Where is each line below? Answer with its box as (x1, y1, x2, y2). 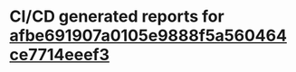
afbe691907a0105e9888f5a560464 (9, 25, 288, 46)
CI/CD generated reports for (9, 6, 224, 27)
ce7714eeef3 (9, 45, 110, 65)
